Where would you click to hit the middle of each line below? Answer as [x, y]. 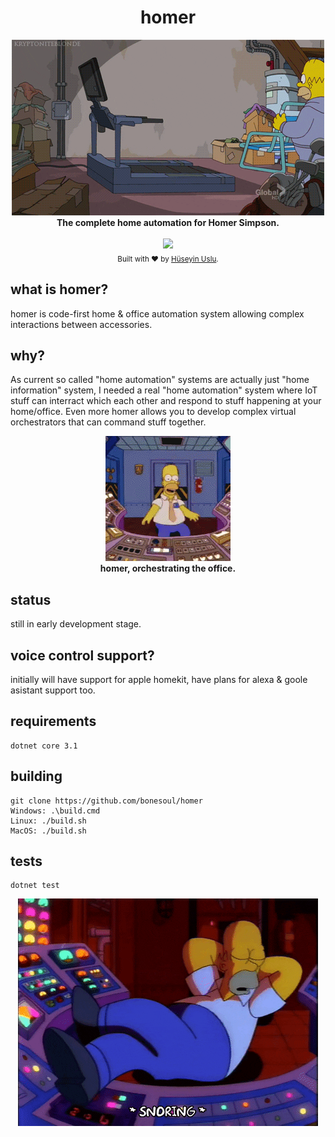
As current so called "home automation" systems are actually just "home [160, 380]
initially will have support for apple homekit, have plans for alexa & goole [159, 679]
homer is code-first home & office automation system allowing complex [157, 313]
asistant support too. [53, 690]
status [31, 599]
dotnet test [35, 886]
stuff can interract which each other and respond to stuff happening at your [166, 401]
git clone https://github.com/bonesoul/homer [106, 801]
